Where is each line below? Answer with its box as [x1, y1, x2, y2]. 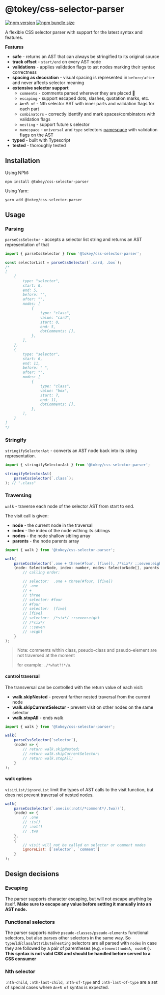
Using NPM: [5, 170, 29, 176]
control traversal [5, 673, 40, 679]
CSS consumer [5, 956, 36, 962]
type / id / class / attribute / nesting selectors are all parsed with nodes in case [5, 940, 157, 946]
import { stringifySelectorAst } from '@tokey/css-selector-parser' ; [5, 462, 151, 467]
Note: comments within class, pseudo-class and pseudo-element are [17, 647, 157, 653]
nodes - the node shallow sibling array [12, 533, 91, 539]
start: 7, [40, 392, 60, 398]
